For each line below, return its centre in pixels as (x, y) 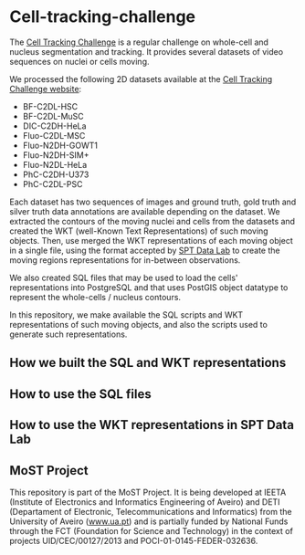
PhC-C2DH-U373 (56, 174)
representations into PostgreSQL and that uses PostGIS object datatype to (149, 287)
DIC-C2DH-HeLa (54, 126)
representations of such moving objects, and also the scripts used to (138, 324)
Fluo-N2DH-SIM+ (56, 155)
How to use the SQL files (81, 394)
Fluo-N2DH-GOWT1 (60, 145)
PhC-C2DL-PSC (53, 183)
